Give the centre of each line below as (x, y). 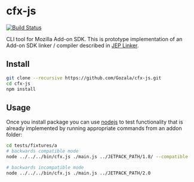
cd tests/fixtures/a (32, 146)
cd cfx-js (19, 84)
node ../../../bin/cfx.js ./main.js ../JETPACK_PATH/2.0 (78, 173)
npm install (21, 89)
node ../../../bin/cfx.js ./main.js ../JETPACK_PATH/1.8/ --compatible (97, 156)
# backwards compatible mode (42, 151)
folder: (14, 135)
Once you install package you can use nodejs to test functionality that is (95, 122)
